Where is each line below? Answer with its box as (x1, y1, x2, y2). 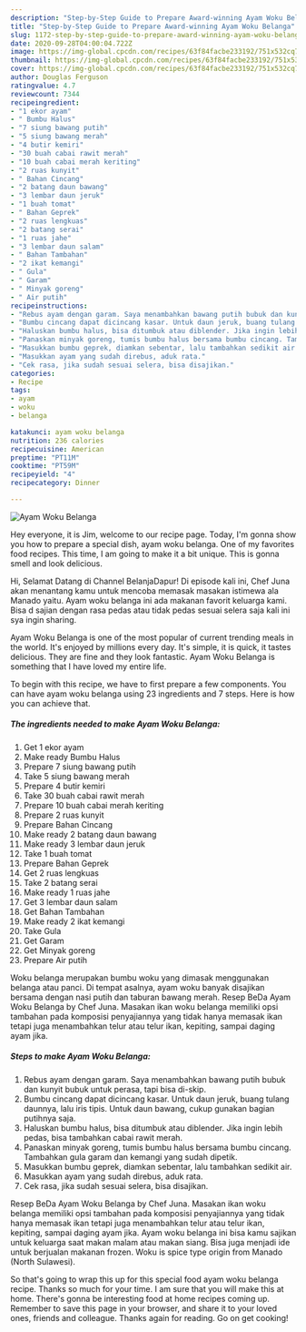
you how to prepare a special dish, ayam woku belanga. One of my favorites (10, 538, 294, 549)
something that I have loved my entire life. (10, 661, 167, 672)
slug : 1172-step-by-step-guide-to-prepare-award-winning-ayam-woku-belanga (10, 30, 303, 39)
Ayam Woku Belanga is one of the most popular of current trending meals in (10, 632, 294, 643)
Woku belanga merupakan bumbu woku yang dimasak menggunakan (10, 971, 270, 983)
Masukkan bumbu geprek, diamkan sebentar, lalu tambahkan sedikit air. (23, 1161, 292, 1172)
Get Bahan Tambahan (23, 906, 105, 917)
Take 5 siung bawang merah (23, 770, 130, 781)
